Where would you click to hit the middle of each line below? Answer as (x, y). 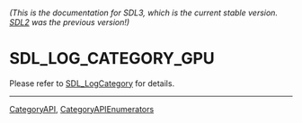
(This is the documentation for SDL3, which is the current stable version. (144, 13)
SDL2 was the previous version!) (70, 22)
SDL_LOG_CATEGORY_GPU (112, 58)
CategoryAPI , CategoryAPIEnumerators (82, 109)
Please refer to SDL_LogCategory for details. (92, 83)
